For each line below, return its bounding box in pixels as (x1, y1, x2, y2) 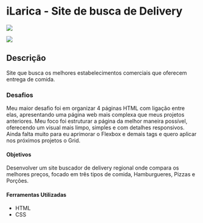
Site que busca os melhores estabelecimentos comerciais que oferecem (6, 69, 187, 77)
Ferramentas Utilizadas (6, 191, 67, 198)
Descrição (6, 53, 46, 63)
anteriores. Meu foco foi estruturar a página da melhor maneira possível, (6, 117, 188, 125)
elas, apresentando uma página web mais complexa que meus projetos (6, 111, 185, 118)
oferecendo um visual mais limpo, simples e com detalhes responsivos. (6, 124, 185, 131)
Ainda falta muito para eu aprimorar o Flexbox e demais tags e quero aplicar (6, 131, 197, 138)
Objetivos (6, 151, 32, 158)
